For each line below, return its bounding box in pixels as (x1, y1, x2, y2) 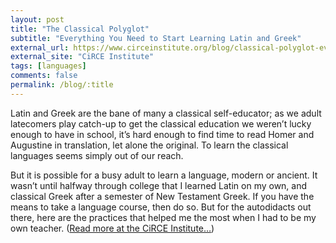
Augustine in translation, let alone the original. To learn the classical (10, 139, 289, 151)
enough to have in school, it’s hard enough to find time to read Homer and (10, 128, 315, 140)
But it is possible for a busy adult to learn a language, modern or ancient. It (10, 169, 318, 181)
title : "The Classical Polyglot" (10, 24, 150, 34)
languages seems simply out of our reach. (10, 149, 184, 161)
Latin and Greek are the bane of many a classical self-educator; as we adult (10, 107, 322, 119)
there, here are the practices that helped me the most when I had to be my (10, 211, 317, 223)
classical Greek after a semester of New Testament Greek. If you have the (10, 190, 315, 202)
